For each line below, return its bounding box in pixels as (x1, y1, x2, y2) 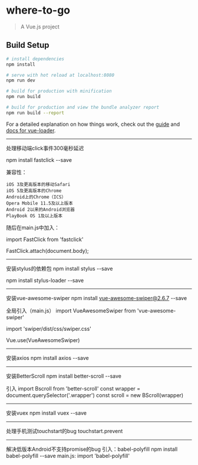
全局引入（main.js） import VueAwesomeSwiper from (6, 307, 136, 314)
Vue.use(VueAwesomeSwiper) (6, 336, 80, 343)
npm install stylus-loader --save (6, 277, 84, 284)
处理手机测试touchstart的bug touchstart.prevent (6, 427, 123, 434)
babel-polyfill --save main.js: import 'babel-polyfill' (6, 452, 130, 459)
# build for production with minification (6, 88, 112, 95)
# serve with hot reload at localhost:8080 (6, 72, 115, 78)
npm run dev (6, 77, 35, 83)
